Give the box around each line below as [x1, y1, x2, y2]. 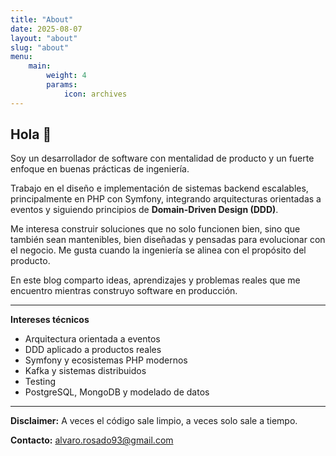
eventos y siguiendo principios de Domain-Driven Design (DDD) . [10, 204, 279, 216]
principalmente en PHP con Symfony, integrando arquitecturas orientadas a [10, 193, 322, 205]
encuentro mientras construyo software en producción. [10, 285, 238, 297]
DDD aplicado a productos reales [24, 344, 162, 356]
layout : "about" [10, 33, 78, 43]
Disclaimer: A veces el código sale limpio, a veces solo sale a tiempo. [10, 415, 298, 427]
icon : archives [63, 89, 128, 99]
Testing [24, 376, 57, 388]
